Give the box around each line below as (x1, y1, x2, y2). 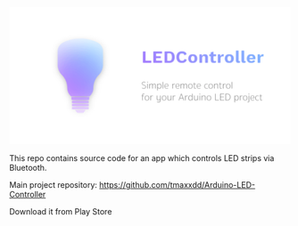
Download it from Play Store (9, 206, 112, 217)
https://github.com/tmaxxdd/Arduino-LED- (99, 180, 256, 190)
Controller (9, 190, 46, 200)
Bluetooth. (9, 163, 47, 174)
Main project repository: (9, 180, 98, 190)
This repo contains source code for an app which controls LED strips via (9, 153, 275, 164)
